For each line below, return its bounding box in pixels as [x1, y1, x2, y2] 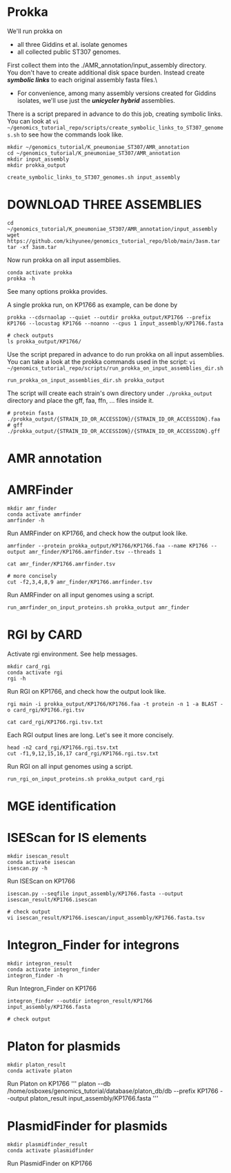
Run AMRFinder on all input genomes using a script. [7, 591, 155, 599]
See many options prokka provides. [7, 287, 108, 295]
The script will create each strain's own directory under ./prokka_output [7, 389, 212, 397]
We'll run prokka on [7, 27, 63, 35]
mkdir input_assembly [7, 156, 70, 163]
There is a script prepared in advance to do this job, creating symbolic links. [7, 110, 223, 118]
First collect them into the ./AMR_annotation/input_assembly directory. [7, 61, 207, 69]
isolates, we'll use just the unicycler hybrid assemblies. [17, 96, 176, 104]
